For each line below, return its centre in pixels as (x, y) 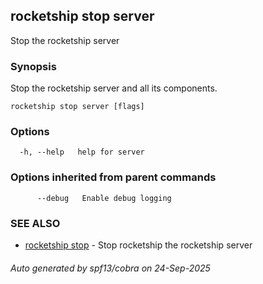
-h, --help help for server (82, 152)
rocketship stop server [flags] (77, 107)
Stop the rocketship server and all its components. (114, 88)
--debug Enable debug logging (104, 198)
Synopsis (33, 66)
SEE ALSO (35, 223)
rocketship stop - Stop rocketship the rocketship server (138, 245)
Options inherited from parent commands (113, 177)
